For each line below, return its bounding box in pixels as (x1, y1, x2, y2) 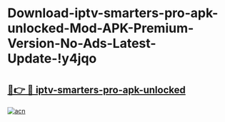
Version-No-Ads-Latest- (7, 36, 156, 51)
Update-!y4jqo (7, 51, 97, 67)
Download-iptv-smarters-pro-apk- (7, 5, 219, 21)
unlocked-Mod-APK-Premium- (7, 20, 194, 36)
